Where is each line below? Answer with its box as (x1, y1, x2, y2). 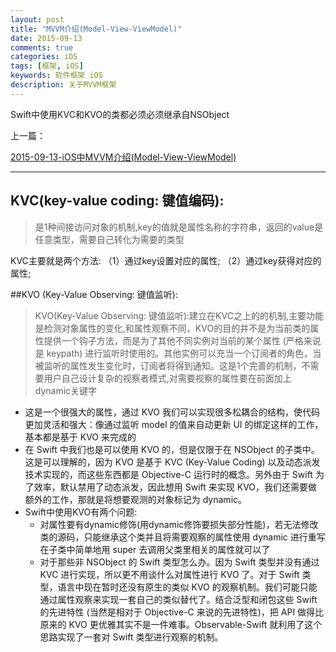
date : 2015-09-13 (10, 33, 83, 43)
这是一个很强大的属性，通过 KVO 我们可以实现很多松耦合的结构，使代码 (24, 406, 320, 418)
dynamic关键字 (34, 384, 98, 396)
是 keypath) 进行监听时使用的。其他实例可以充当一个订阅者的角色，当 (34, 347, 322, 359)
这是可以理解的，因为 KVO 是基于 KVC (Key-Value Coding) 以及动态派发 (24, 456, 321, 468)
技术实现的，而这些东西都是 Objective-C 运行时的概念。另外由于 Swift (24, 468, 313, 480)
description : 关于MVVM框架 (10, 80, 117, 90)
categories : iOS (10, 52, 78, 62)
